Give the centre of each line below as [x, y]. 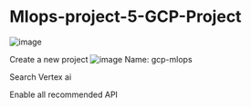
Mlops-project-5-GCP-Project [125, 17]
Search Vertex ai [41, 77]
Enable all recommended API [64, 94]
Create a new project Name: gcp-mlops [101, 59]
